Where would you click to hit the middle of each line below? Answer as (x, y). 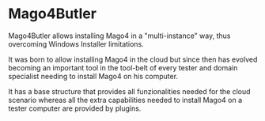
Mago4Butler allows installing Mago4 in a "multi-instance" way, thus (119, 36)
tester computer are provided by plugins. (75, 108)
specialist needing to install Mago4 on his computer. (93, 76)
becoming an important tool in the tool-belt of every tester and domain (123, 67)
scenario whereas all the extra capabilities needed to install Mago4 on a (125, 100)
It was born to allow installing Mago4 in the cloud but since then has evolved (133, 59)
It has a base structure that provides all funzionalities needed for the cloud (129, 91)
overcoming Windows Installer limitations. (76, 43)
